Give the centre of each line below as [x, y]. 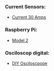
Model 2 [20, 40]
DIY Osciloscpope [30, 63]
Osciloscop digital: [27, 53]
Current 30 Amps [29, 17]
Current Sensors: [26, 7]
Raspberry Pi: [21, 30]
